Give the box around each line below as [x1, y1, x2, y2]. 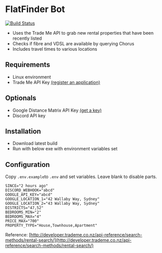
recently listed [12, 35, 42, 41]
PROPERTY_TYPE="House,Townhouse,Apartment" [5, 223, 98, 228]
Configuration [5, 160, 50, 169]
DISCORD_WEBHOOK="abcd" [5, 188, 55, 193]
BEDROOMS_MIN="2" [5, 210, 42, 215]
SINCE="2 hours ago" [5, 184, 49, 189]
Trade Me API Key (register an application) [12, 79, 100, 85]
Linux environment [12, 74, 51, 80]
